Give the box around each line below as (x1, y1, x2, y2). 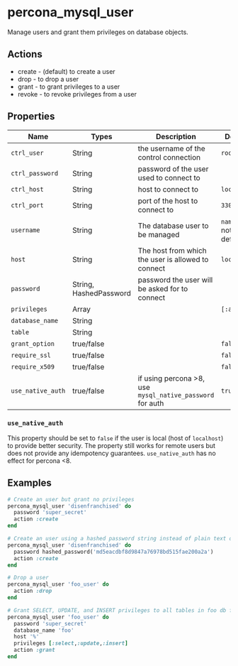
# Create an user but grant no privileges (7, 496, 135, 503)
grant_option (11, 339, 55, 348)
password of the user (137, 164, 209, 174)
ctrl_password (11, 169, 59, 178)
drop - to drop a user (17, 75, 79, 83)
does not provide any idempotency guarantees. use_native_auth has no (7, 449, 216, 457)
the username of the (137, 143, 205, 153)
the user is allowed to (137, 254, 209, 264)
